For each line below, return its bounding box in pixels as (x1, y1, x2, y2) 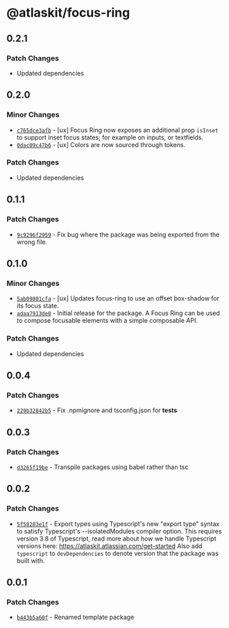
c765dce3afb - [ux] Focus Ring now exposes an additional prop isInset (16, 126, 219, 134)
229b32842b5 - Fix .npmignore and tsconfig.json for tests (16, 406, 178, 414)
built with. (16, 557, 45, 565)
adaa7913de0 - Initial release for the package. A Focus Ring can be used (16, 309, 220, 317)
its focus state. (16, 302, 60, 310)
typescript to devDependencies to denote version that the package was (16, 549, 219, 557)
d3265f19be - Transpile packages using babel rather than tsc (16, 463, 189, 471)
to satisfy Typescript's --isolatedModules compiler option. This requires (16, 527, 223, 535)
